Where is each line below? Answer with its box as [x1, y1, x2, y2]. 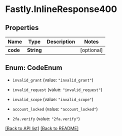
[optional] [79, 46, 103, 53]
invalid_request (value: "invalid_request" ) [12, 86, 102, 92]
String [26, 46, 42, 53]
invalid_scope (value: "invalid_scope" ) [12, 96, 93, 102]
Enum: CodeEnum [5, 63, 62, 72]
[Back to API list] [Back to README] [5, 125, 79, 131]
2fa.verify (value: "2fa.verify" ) [12, 115, 80, 121]
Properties [5, 23, 39, 32]
